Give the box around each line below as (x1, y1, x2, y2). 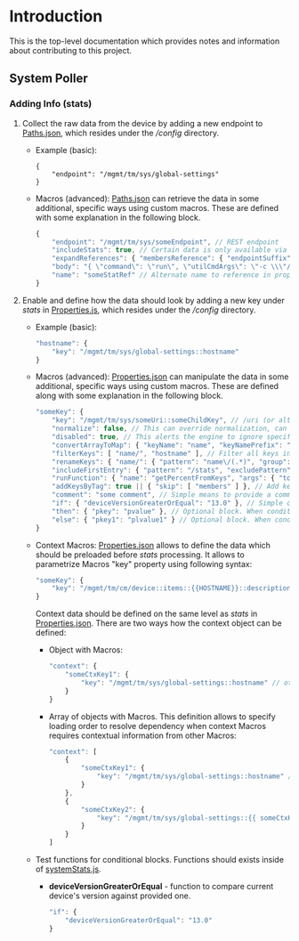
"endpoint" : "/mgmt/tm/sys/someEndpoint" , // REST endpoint (52, 238, 279, 247)
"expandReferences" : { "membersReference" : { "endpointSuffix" (52, 254, 291, 264)
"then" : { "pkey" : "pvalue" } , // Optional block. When (52, 507, 263, 515)
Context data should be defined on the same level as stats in (35, 608, 258, 620)
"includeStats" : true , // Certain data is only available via (52, 246, 287, 255)
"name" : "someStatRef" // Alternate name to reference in (52, 271, 271, 280)
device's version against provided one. (48, 890, 191, 901)
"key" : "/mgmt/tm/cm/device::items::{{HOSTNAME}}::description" (52, 584, 295, 593)
